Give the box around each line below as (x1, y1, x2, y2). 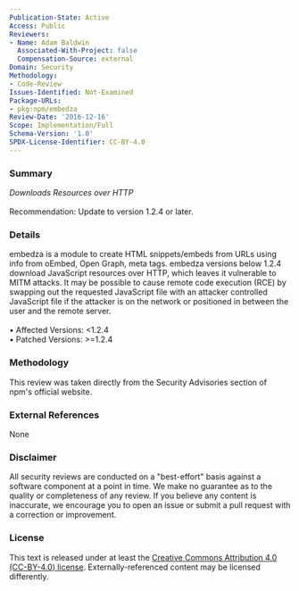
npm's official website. (9, 386, 93, 397)
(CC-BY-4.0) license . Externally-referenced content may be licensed (9, 562, 262, 572)
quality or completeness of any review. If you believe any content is (9, 490, 257, 501)
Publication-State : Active (9, 12, 110, 22)
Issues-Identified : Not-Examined (9, 87, 134, 96)
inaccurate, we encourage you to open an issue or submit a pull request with (9, 500, 291, 511)
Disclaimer (9, 451, 57, 463)
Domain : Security (9, 63, 74, 72)
